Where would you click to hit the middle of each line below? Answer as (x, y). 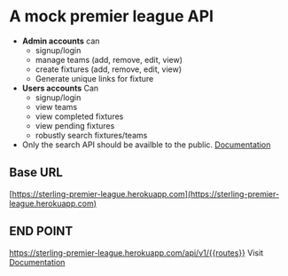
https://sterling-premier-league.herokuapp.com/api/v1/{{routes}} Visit (136, 252)
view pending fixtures (75, 125)
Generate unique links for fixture (94, 78)
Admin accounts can (61, 41)
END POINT (41, 231)
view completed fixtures (79, 116)
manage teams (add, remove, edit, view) (109, 59)
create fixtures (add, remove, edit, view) (109, 69)
